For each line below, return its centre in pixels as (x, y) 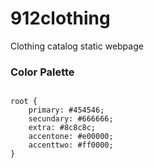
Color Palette (42, 72)
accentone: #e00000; (71, 137)
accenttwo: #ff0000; (71, 145)
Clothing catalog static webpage (77, 46)
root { (24, 102)
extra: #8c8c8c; (62, 128)
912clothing (60, 18)
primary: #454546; (66, 110)
